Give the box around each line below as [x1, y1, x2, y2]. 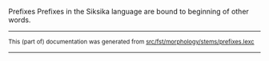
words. [8, 15, 31, 25]
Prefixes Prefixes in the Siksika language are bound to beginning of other [8, 7, 250, 16]
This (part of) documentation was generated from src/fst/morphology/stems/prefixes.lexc [8, 38, 255, 46]
